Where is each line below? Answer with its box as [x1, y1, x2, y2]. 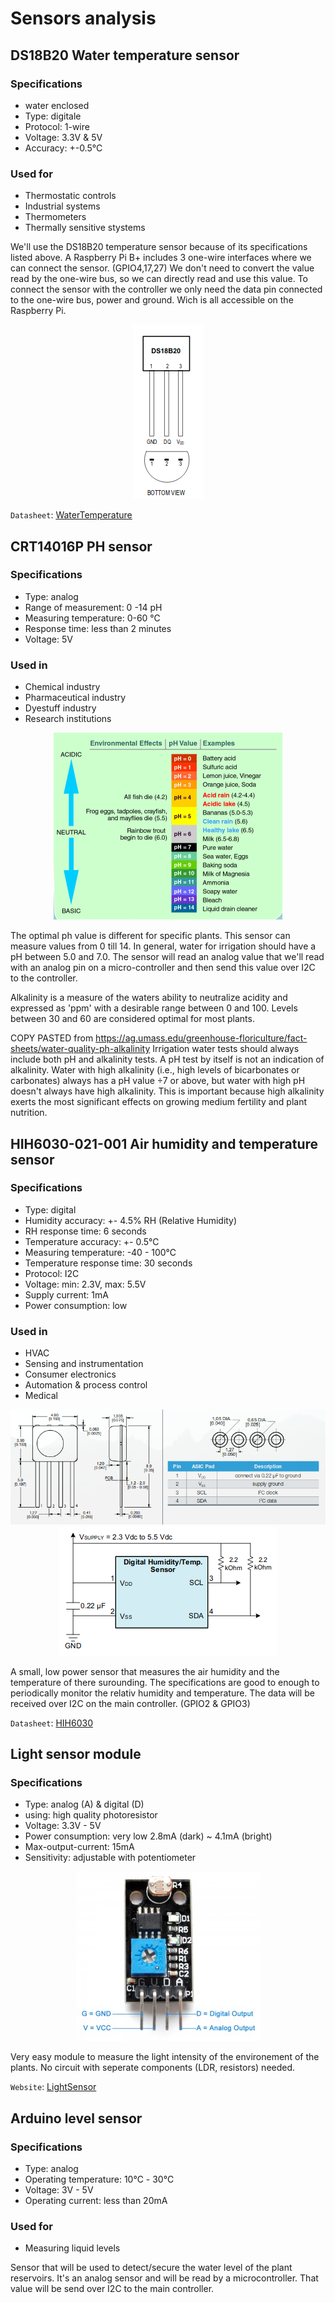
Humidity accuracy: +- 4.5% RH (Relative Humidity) [24, 1214, 238, 1226]
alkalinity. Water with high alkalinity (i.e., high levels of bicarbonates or [10, 1064, 300, 1076]
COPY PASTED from [10, 1032, 94, 1044]
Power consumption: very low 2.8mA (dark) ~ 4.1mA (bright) [24, 1830, 273, 1842]
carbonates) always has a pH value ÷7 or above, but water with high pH [10, 1075, 306, 1087]
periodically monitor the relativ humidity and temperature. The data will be [10, 1687, 315, 1699]
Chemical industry [24, 681, 101, 693]
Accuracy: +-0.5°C [24, 142, 103, 154]
